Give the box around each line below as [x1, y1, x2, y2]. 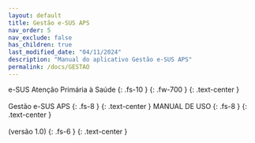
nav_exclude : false [8, 33, 73, 42]
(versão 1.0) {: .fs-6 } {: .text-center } [8, 126, 128, 136]
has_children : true [8, 41, 73, 49]
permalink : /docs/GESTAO [8, 63, 90, 71]
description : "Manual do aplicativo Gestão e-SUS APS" [8, 56, 193, 64]
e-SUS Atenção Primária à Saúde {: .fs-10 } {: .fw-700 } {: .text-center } [8, 85, 239, 94]
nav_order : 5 [8, 26, 51, 34]
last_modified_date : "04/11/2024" [8, 48, 122, 56]
